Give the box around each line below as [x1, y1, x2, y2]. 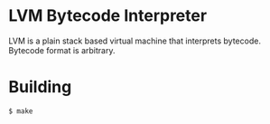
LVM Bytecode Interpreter [8, 5, 208, 26]
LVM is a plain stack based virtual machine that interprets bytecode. [8, 35, 261, 46]
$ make [8, 106, 33, 116]
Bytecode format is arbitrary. [8, 44, 116, 55]
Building [8, 77, 72, 98]
